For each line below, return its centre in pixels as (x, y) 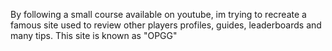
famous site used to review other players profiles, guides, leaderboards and (166, 25)
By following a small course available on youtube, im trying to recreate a (158, 14)
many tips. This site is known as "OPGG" (94, 35)
